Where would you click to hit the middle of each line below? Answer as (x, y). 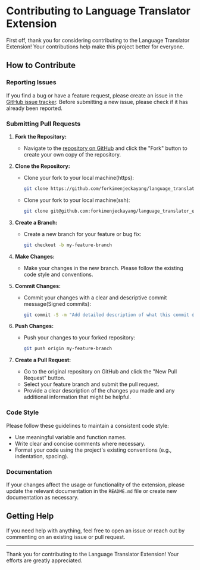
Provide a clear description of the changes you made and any (99, 391)
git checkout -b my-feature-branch (68, 245)
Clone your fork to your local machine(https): (79, 177)
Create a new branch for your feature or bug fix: (82, 234)
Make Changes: (35, 256)
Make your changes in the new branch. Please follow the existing (103, 268)
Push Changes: (34, 326)
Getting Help (30, 516)
